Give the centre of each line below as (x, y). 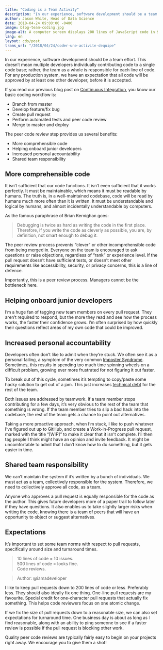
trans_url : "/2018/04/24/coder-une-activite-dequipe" (61, 46)
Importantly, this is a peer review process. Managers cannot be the (72, 280)
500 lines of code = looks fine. (48, 564)
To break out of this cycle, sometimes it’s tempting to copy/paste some (76, 379)
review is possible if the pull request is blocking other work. (64, 628)
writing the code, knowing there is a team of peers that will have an (72, 512)
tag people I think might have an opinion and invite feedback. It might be (77, 439)
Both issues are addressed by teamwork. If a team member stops (70, 399)
